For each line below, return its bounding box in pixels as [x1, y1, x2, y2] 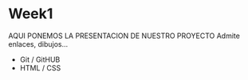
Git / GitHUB [19, 55, 61, 64]
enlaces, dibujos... [8, 39, 69, 48]
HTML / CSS [19, 63, 61, 72]
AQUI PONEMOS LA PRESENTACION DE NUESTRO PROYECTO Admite [8, 31, 241, 40]
